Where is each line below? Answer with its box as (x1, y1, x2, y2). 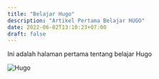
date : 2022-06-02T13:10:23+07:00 (7, 23, 107, 31)
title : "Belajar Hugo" (7, 10, 75, 18)
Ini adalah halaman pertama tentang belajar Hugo (7, 50, 152, 58)
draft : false (7, 30, 46, 38)
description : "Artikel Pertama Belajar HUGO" (7, 17, 145, 24)
